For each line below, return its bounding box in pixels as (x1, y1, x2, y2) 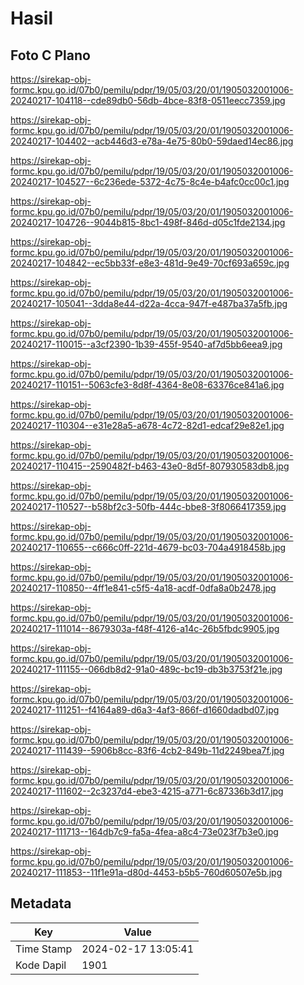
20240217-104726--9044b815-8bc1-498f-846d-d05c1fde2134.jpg (10, 217, 286, 228)
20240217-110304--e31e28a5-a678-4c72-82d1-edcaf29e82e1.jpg (10, 420, 285, 431)
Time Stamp (15, 942, 73, 956)
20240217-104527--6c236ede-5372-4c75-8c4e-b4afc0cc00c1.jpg (10, 176, 290, 187)
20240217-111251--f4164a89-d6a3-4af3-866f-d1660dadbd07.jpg (10, 704, 280, 716)
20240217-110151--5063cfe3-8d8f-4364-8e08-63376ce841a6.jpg (10, 379, 285, 391)
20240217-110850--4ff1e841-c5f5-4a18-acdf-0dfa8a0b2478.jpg (10, 582, 277, 594)
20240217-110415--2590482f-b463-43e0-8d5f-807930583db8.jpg (10, 460, 290, 472)
